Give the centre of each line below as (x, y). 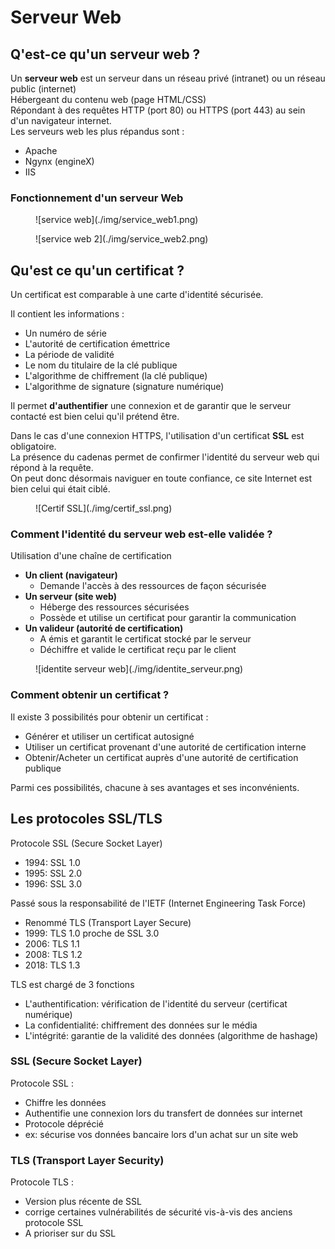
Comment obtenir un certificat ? (90, 695)
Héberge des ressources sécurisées (114, 607)
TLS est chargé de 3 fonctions (72, 984)
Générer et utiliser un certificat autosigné (109, 736)
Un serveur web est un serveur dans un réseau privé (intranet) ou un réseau (168, 78)
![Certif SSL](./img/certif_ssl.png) (104, 508)
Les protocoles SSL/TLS (86, 819)
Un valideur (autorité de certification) (104, 628)
